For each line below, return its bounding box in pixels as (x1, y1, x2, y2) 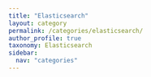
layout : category (8, 19, 67, 27)
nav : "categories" (15, 57, 79, 65)
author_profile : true (8, 34, 82, 43)
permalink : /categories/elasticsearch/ (8, 26, 144, 34)
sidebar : (8, 49, 38, 57)
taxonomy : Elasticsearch (8, 42, 93, 50)
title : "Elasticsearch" (8, 11, 89, 20)
